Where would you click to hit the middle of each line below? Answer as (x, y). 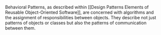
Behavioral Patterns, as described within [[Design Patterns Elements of (77, 7)
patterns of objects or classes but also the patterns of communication (76, 23)
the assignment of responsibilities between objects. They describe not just (81, 17)
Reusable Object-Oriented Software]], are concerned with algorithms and (80, 12)
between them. (20, 28)
